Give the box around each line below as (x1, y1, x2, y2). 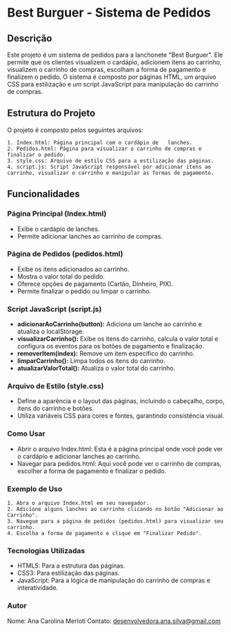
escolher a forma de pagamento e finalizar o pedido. (17, 467, 167, 475)
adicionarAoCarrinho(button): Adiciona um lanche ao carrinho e (17, 320, 202, 328)
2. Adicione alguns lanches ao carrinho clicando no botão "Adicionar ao (7, 505, 224, 512)
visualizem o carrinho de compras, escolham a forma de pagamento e (7, 66, 206, 73)
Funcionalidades (7, 188, 81, 200)
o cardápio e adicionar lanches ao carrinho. (17, 452, 141, 461)
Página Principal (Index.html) (7, 209, 107, 219)
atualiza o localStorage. (17, 327, 84, 336)
